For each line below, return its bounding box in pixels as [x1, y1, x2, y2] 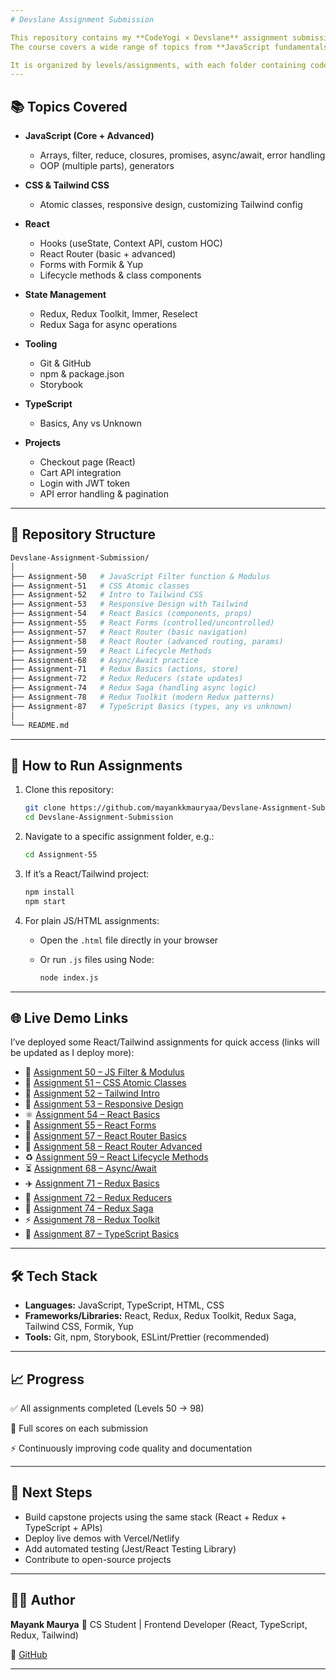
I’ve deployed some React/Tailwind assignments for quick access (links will [10, 1036, 320, 1048]
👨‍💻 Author [10, 1592, 76, 1609]
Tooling [24, 338, 58, 350]
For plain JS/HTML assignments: [24, 914, 160, 926]
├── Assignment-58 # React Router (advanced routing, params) [10, 636, 284, 646]
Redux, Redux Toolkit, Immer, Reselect [39, 308, 198, 320]
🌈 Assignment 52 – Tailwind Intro [24, 1087, 160, 1100]
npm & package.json [39, 368, 125, 380]
